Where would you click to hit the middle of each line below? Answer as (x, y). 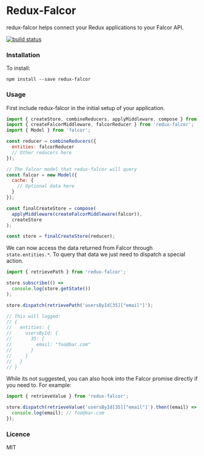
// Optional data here (46, 186)
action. (15, 261)
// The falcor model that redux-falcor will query (72, 169)
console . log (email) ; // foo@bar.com (58, 413)
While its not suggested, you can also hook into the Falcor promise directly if (102, 379)
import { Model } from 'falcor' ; (49, 130)
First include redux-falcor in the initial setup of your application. (86, 108)
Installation (23, 55)
